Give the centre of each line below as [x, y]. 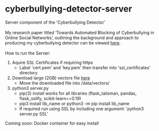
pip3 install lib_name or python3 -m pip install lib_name [74, 103]
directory [28, 73]
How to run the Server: [28, 53]
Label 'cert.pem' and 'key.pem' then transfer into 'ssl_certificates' [85, 67]
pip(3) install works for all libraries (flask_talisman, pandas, [78, 93]
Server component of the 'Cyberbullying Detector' [55, 22]
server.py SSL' [34, 114]
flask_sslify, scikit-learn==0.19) [50, 98]
